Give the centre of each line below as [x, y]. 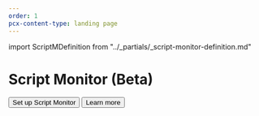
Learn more [103, 103]
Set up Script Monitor [44, 103]
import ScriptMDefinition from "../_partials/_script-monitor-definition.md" [130, 46]
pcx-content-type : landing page [63, 24]
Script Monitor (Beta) [81, 79]
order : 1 [23, 16]
